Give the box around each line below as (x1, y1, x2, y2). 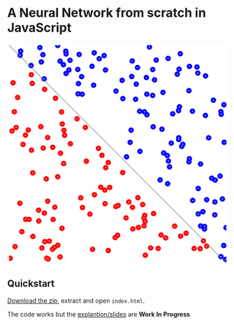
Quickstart (7, 278, 55, 290)
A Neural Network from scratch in (7, 5, 206, 21)
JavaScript (7, 20, 72, 36)
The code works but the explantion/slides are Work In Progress (7, 310, 191, 318)
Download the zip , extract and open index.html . (7, 296, 145, 305)
